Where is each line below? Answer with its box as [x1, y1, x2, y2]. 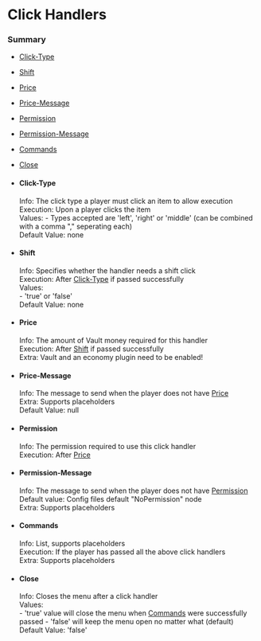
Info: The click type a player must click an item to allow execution [18, 196, 233, 205]
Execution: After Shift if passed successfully [18, 344, 164, 354]
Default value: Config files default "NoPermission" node [18, 494, 202, 503]
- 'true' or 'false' [18, 291, 73, 300]
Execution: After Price [18, 450, 91, 459]
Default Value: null [18, 405, 80, 415]
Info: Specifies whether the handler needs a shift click [18, 265, 196, 276]
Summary [7, 34, 47, 45]
